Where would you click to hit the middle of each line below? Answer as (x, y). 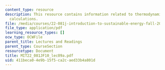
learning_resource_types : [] (35, 33)
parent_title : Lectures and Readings (44, 42)
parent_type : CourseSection (34, 46)
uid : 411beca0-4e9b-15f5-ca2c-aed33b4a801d (50, 60)
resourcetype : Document (29, 51)
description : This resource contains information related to (69, 14)
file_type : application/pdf (34, 28)
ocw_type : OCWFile (24, 37)
